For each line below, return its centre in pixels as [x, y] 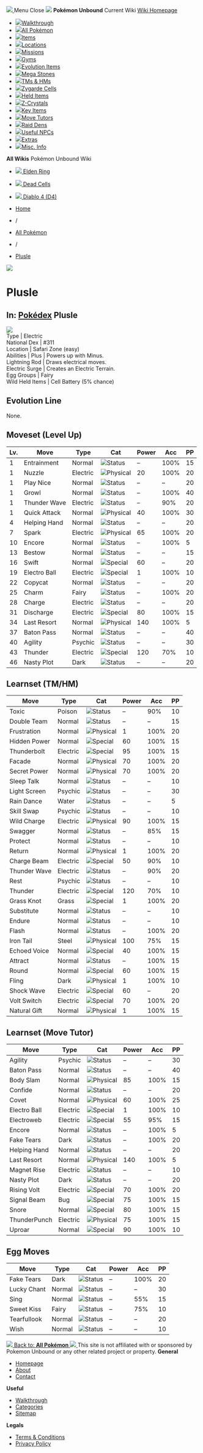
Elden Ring [36, 171]
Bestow [35, 552]
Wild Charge [27, 821]
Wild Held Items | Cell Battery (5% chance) [60, 382]
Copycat [36, 582]
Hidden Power [30, 742]
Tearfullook [26, 1319]
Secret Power [29, 772]
